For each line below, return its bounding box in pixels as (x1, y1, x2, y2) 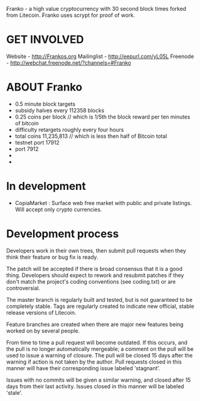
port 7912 (14, 145, 39, 152)
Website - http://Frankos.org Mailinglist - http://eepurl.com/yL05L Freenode (6, 53, 195, 60)
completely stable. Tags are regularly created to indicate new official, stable (6, 302, 195, 310)
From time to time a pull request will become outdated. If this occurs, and (6, 339, 188, 346)
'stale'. (6, 389, 23, 396)
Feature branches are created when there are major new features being (6, 321, 184, 328)
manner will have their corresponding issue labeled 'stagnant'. (6, 364, 161, 371)
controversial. (6, 284, 40, 292)
